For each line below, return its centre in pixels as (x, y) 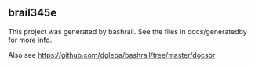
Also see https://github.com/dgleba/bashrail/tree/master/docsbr (112, 55)
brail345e (33, 13)
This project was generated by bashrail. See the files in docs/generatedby (127, 31)
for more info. (30, 40)
